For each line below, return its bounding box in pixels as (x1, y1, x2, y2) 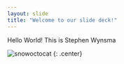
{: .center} (53, 49, 83, 58)
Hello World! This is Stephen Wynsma (7, 35, 116, 44)
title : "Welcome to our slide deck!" (7, 17, 118, 24)
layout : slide (7, 10, 49, 17)
